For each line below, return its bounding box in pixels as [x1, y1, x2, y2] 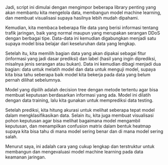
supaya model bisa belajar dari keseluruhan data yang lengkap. [5, 41, 136, 47]
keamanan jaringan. [5, 154, 46, 160]
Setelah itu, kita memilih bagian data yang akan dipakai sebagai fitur [5, 50, 146, 56]
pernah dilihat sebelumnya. [5, 77, 61, 83]
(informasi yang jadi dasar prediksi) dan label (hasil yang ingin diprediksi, [5, 56, 156, 62]
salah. [5, 134, 18, 139]
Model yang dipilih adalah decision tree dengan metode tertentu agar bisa [5, 87, 158, 92]
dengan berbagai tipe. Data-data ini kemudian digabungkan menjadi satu [5, 35, 156, 41]
